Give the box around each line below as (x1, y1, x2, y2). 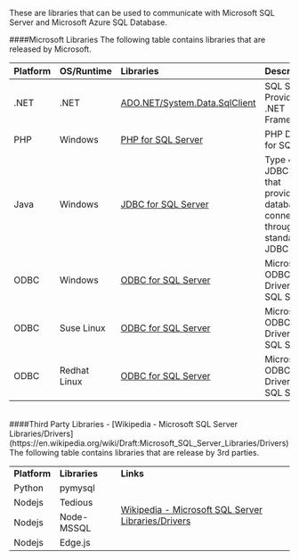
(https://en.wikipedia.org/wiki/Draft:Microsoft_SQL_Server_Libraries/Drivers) (9, 438, 289, 449)
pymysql (59, 482, 95, 494)
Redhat (59, 365, 90, 376)
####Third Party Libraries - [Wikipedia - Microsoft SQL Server (9, 419, 238, 429)
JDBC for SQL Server (120, 198, 209, 210)
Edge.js (59, 537, 91, 548)
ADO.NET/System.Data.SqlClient (120, 97, 256, 109)
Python (13, 482, 44, 494)
